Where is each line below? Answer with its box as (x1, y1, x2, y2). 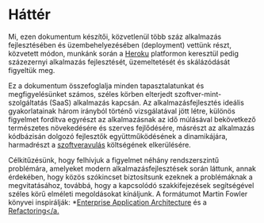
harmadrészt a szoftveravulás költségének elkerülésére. (8, 140, 192, 149)
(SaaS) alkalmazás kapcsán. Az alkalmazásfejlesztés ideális (49, 98, 244, 107)
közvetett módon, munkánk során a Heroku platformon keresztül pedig (8, 48, 239, 58)
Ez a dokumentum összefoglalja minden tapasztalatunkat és (8, 81, 205, 90)
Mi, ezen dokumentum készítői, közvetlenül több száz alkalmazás (8, 32, 222, 41)
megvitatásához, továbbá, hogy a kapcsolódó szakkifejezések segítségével (8, 180, 254, 190)
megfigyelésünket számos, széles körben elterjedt (8, 89, 173, 98)
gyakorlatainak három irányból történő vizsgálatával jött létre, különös (8, 106, 235, 116)
